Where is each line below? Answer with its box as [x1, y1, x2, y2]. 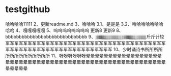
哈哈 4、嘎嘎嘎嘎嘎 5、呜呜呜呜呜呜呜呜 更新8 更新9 [5, 27, 116, 33]
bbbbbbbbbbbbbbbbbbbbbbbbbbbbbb [5, 33, 88, 40]
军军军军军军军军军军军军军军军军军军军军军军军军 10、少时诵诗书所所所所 [5, 46, 163, 52]
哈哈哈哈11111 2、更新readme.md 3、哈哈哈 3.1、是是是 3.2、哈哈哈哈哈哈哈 [5, 21, 164, 27]
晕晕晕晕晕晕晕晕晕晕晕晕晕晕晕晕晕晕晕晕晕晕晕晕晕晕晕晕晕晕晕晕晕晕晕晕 [5, 59, 166, 65]
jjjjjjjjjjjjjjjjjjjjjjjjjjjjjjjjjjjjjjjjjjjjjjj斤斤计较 [95, 33, 164, 40]
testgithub [5, 4, 50, 15]
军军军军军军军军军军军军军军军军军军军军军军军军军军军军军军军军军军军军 [5, 40, 166, 46]
